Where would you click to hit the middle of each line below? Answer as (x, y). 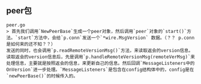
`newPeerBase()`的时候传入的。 (42, 76)
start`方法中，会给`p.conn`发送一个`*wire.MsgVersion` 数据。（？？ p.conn (106, 38)
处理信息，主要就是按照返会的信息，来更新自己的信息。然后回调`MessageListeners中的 (100, 63)
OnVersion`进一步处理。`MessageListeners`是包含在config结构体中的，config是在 (100, 70)
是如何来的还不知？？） (31, 44)
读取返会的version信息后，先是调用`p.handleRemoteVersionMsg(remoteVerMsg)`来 (100, 57)
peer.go (16, 25)
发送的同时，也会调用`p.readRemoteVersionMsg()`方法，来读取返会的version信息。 (100, 50)
